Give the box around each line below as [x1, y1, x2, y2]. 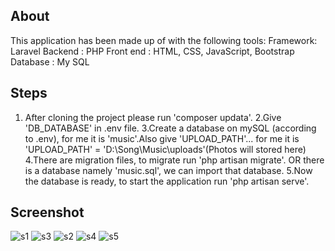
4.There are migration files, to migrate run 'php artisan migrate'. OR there [24, 154, 325, 166]
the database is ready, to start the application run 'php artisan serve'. [24, 175, 310, 187]
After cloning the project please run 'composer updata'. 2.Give [24, 111, 282, 123]
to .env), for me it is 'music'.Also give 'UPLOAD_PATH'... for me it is [24, 132, 300, 144]
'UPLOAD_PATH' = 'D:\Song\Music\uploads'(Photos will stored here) [24, 143, 307, 155]
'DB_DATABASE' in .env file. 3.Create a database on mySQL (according [24, 122, 317, 134]
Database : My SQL [10, 55, 90, 68]
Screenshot [10, 204, 85, 221]
